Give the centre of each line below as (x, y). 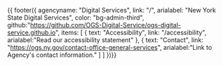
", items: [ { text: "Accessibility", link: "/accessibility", (131, 32)
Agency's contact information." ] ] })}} (62, 55)
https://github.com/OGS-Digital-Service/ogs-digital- (106, 25)
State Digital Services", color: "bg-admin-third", (76, 18)
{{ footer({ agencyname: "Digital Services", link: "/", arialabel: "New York (111, 10)
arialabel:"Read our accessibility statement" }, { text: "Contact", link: (105, 40)
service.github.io (32, 32)
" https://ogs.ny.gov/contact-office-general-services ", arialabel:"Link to (110, 47)
